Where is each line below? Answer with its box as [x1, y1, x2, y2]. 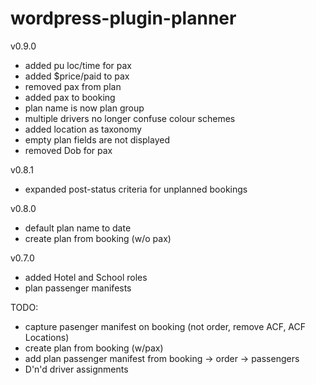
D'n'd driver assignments [24, 363, 129, 375]
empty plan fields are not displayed [24, 133, 170, 146]
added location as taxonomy [24, 123, 142, 135]
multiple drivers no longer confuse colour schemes [24, 112, 236, 124]
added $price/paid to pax [24, 70, 130, 82]
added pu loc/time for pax [24, 59, 133, 71]
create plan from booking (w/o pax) [24, 232, 172, 244]
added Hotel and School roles [24, 271, 148, 283]
